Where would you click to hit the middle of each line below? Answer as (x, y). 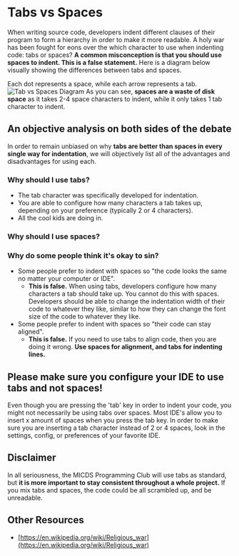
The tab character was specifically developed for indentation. (108, 195)
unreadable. (25, 498)
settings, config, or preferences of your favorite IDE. (84, 436)
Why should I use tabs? (49, 180)
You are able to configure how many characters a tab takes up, (110, 203)
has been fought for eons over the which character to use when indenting (116, 47)
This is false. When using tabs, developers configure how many (122, 287)
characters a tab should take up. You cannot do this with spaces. (124, 294)
